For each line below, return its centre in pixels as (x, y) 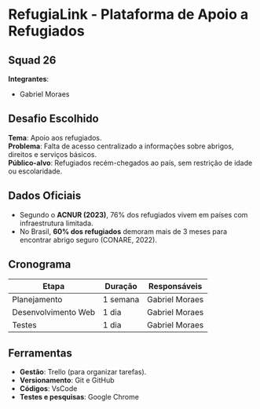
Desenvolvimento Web (54, 312)
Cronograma (40, 265)
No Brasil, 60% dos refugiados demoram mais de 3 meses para (123, 231)
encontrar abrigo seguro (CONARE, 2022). (88, 239)
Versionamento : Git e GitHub (67, 380)
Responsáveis (175, 287)
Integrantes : (29, 79)
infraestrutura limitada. (56, 223)
